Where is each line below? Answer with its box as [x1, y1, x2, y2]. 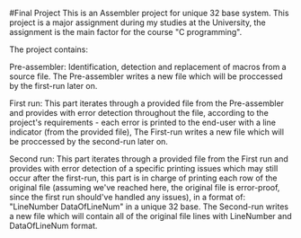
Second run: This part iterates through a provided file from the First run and [9, 154, 289, 164]
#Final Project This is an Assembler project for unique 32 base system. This [9, 8, 289, 18]
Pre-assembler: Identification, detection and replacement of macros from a [9, 62, 287, 72]
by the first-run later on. [9, 81, 98, 91]
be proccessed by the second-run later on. [9, 137, 169, 146]
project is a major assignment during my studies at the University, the [9, 17, 267, 28]
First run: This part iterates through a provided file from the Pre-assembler [9, 98, 285, 109]
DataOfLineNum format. [9, 220, 98, 231]
